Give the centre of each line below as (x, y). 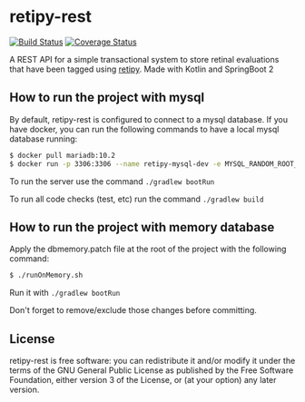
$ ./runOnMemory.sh (46, 275)
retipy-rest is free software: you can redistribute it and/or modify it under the (152, 361)
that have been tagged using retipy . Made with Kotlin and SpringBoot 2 (142, 69)
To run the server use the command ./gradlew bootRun (112, 181)
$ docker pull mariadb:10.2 (63, 155)
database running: (44, 139)
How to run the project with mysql (107, 98)
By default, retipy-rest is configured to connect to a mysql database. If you (149, 119)
